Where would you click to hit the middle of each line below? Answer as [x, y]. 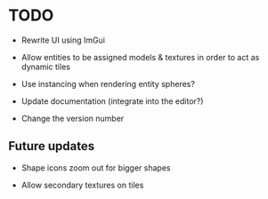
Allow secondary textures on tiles [82, 185]
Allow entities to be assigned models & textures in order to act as [140, 57]
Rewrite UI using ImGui [63, 40]
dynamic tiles [45, 67]
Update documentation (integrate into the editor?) [112, 101]
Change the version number [73, 118]
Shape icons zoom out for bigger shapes [96, 167]
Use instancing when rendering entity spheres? [108, 84]
